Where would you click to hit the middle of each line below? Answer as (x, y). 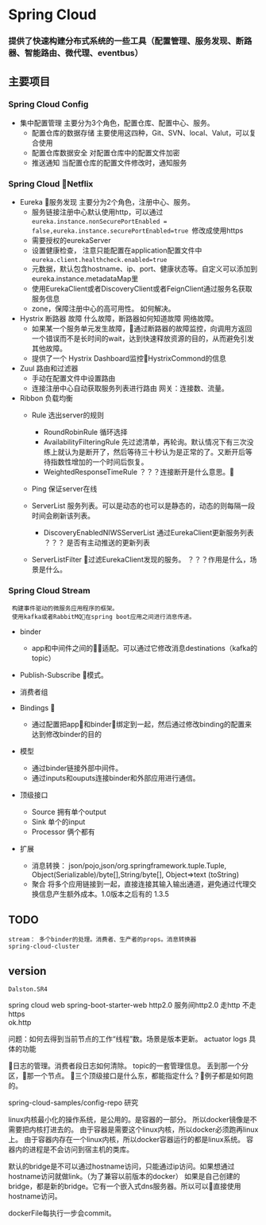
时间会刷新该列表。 (63, 516)
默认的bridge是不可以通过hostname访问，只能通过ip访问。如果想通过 (121, 1166)
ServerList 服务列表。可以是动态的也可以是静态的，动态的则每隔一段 (143, 506)
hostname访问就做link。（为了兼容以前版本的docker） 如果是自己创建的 (124, 1176)
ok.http (20, 1023)
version (27, 971)
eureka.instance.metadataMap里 (85, 279)
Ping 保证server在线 (64, 489)
